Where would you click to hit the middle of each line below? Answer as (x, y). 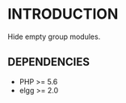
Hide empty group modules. (54, 36)
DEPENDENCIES (49, 62)
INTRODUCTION (63, 14)
